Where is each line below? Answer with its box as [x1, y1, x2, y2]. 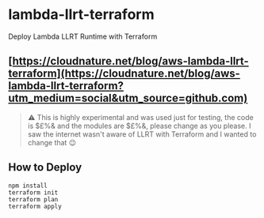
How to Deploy [8, 160, 82, 175]
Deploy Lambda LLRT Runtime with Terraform [8, 32, 158, 41]
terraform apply [8, 202, 62, 210]
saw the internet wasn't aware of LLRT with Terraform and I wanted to [27, 129, 257, 139]
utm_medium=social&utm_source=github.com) [8, 92, 248, 105]
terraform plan [8, 195, 59, 203]
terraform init [8, 188, 59, 197]
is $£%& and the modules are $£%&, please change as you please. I [27, 121, 251, 130]
